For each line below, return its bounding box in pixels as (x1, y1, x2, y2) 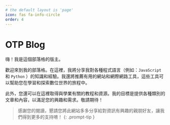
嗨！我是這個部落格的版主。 (5, 56, 63, 63)
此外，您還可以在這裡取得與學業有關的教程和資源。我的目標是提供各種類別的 (5, 90, 165, 97)
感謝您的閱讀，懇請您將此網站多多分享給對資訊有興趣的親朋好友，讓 (17, 108, 160, 114)
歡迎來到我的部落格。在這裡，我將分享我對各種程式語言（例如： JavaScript (5, 67, 161, 73)
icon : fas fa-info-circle (5, 12, 60, 17)
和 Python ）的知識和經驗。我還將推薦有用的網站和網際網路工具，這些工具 (5, 73, 159, 79)
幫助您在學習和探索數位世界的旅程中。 (9, 80, 90, 86)
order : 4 (5, 17, 24, 22)
